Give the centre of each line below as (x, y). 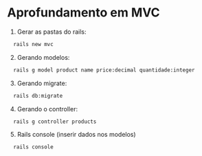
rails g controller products (55, 122)
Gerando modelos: (43, 57)
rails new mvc (33, 44)
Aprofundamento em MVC (83, 13)
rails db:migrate (38, 96)
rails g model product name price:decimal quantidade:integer (104, 70)
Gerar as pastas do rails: (52, 32)
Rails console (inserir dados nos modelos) (76, 135)
